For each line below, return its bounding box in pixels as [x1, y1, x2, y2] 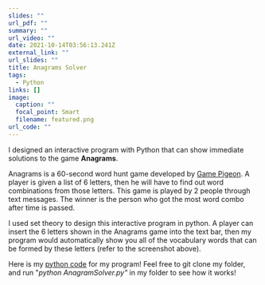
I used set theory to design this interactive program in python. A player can [8, 218, 254, 228]
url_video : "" [8, 34, 56, 42]
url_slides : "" [8, 57, 59, 65]
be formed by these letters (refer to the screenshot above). [8, 243, 201, 253]
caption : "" [15, 101, 56, 109]
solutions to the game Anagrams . [8, 153, 119, 163]
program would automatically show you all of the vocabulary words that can [8, 235, 257, 244]
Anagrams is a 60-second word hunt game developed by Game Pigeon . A [8, 168, 251, 178]
